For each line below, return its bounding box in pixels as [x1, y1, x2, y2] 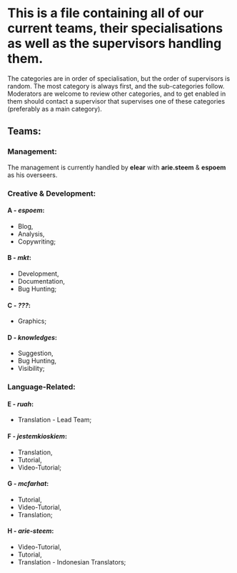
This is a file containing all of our [7, 5, 204, 21]
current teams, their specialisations [7, 20, 223, 36]
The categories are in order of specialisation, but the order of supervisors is [7, 74, 231, 83]
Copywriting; [17, 237, 56, 246]
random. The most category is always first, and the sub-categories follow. [7, 81, 225, 90]
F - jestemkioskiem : [7, 432, 68, 441]
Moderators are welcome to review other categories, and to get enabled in [7, 89, 226, 98]
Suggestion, [17, 349, 54, 358]
